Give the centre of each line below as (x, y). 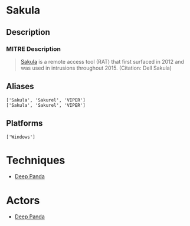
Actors (23, 200)
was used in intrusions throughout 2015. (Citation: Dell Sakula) (96, 68)
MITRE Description (33, 49)
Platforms (24, 124)
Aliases (20, 86)
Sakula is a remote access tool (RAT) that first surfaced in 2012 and (102, 61)
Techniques (36, 160)
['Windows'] (21, 137)
